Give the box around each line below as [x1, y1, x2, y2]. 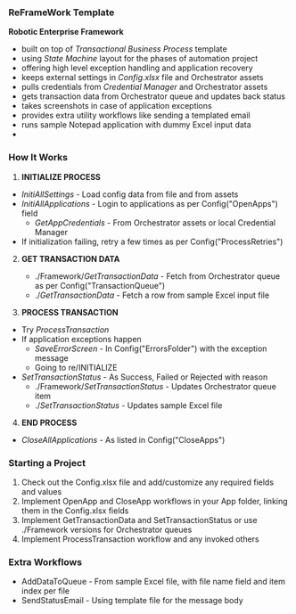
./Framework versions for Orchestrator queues [21, 524, 193, 535]
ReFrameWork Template [8, 6, 115, 19]
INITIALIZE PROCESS [21, 171, 102, 182]
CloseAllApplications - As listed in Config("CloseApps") [21, 434, 226, 445]
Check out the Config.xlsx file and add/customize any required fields [21, 477, 274, 487]
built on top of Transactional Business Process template [21, 44, 228, 54]
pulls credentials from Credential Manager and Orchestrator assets [21, 82, 268, 93]
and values [21, 486, 62, 496]
